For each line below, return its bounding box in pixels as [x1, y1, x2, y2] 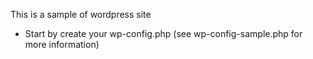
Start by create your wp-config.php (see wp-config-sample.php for [24, 28, 303, 39]
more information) [24, 39, 100, 50]
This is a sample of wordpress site [10, 9, 152, 20]
